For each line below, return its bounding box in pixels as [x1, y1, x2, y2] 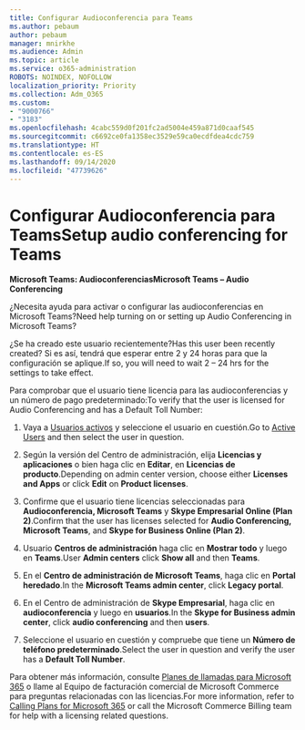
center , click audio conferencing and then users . [22, 617, 210, 628]
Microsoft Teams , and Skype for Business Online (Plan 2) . [22, 525, 246, 536]
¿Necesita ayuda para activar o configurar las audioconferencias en [9, 302, 264, 313]
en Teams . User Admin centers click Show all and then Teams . [22, 552, 260, 563]
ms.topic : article [9, 56, 79, 65]
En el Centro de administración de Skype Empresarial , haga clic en [22, 598, 275, 609]
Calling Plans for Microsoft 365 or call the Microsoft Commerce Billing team [9, 701, 292, 712]
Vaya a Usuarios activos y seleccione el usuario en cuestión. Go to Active [22, 422, 296, 433]
